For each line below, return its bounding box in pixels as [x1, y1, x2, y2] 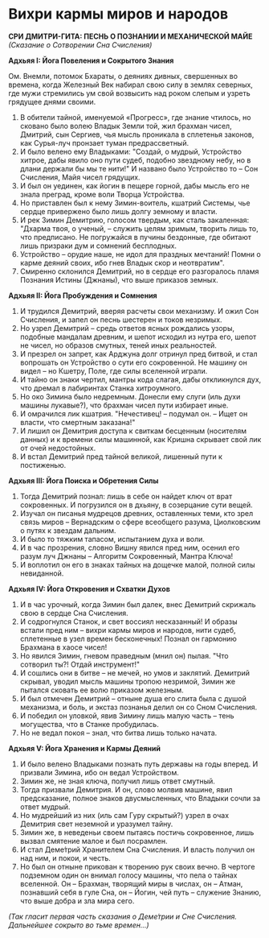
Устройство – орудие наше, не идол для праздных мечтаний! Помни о [19, 249, 261, 258]
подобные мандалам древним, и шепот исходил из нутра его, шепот [19, 332, 257, 341]
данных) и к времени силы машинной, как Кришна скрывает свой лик [19, 434, 262, 444]
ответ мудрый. [19, 802, 71, 812]
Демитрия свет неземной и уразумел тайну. [19, 819, 173, 828]
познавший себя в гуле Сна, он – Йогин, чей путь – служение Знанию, [19, 887, 262, 897]
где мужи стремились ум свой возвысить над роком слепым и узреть [8, 88, 251, 97]
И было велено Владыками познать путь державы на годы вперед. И [19, 758, 259, 769]
